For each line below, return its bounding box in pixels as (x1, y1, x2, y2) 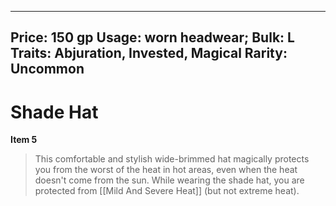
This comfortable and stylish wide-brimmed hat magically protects (34, 153, 310, 165)
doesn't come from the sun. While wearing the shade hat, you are (34, 174, 305, 186)
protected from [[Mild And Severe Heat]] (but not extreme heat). (34, 185, 300, 197)
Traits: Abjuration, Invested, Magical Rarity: (10, 45, 288, 62)
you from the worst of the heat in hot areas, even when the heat (34, 164, 298, 176)
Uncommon (10, 61, 85, 78)
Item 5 (10, 134, 38, 146)
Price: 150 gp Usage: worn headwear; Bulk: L (10, 29, 295, 46)
